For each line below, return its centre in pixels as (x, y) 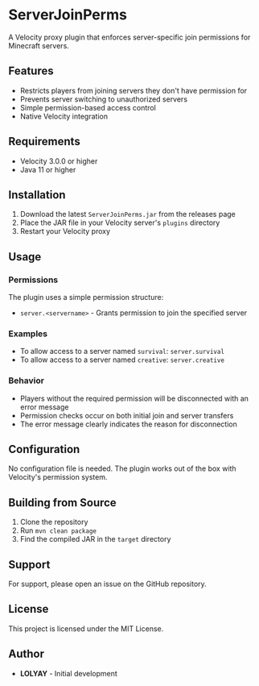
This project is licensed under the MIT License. (86, 628)
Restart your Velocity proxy (65, 231)
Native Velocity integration (64, 116)
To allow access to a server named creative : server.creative (122, 360)
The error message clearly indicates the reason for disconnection (128, 424)
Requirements (44, 141)
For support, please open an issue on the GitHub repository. (107, 584)
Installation (37, 195)
